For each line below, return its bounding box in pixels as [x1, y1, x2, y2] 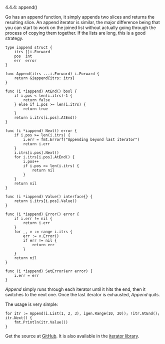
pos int [14, 54, 32, 59]
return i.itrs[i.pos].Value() [14, 199, 77, 204]
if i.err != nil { [14, 216, 52, 221]
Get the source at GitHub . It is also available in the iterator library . [5, 333, 139, 339]
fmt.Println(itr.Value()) [14, 320, 68, 325]
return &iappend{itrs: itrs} [14, 76, 75, 81]
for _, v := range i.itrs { [14, 229, 72, 234]
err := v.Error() [23, 234, 59, 239]
